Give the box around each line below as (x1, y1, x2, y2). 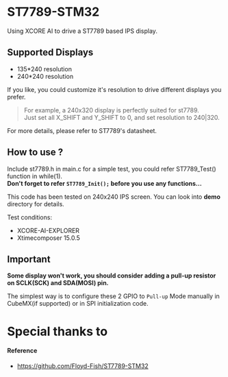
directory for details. (7, 199, 65, 208)
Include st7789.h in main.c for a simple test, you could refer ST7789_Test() (7, 165, 217, 173)
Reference (7, 347, 38, 355)
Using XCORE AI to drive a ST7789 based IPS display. (7, 27, 157, 35)
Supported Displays (7, 47, 94, 58)
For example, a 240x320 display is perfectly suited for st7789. (23, 106, 200, 114)
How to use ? (7, 147, 64, 158)
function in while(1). (7, 172, 63, 180)
